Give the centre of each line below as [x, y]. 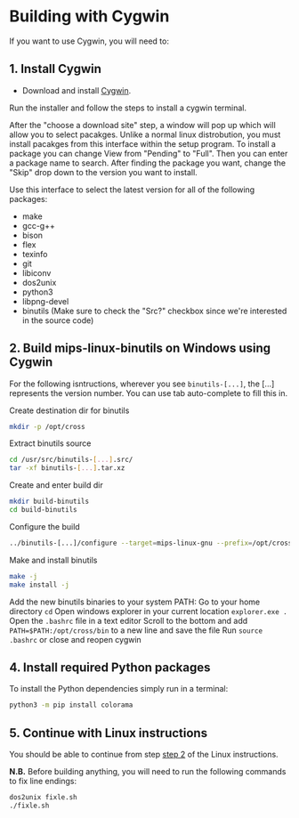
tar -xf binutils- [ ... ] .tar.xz [67, 468]
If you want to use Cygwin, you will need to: [89, 41]
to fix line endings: [43, 782]
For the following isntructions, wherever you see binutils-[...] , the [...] [142, 384]
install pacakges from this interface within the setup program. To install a [142, 143]
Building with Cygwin [89, 16]
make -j [24, 576]
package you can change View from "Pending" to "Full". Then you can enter [149, 153]
